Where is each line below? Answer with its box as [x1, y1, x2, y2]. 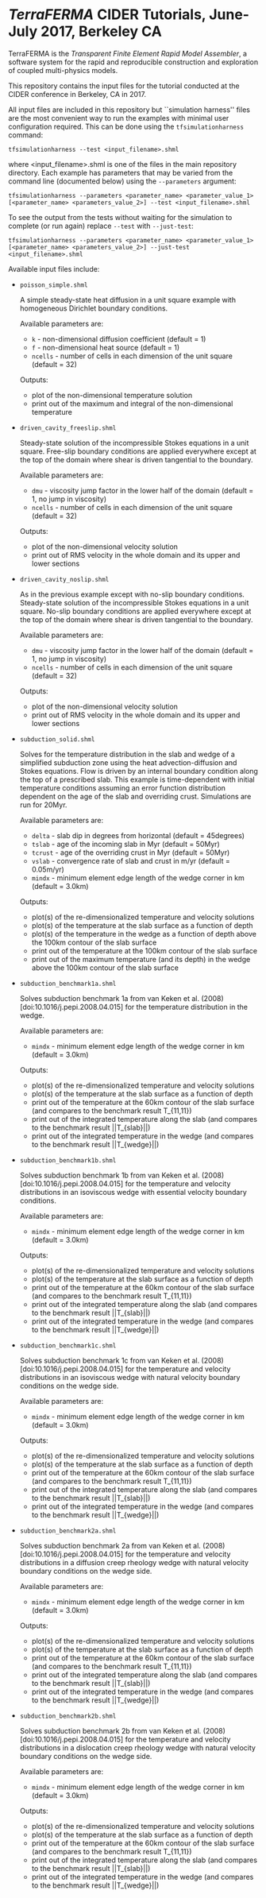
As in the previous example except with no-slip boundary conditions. [19, 590, 245, 599]
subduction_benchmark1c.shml [19, 1341, 117, 1350]
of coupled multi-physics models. [8, 65, 118, 75]
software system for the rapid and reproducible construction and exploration [8, 57, 259, 67]
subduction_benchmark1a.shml [19, 980, 117, 988]
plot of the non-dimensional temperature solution [31, 390, 193, 400]
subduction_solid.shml [19, 735, 95, 744]
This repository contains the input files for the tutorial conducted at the [8, 81, 240, 91]
